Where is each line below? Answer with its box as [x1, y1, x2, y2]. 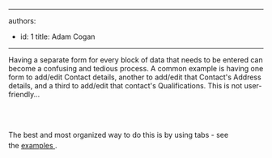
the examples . [8, 140, 58, 150]
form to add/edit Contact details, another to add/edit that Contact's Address [8, 72, 261, 82]
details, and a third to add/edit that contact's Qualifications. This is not [8, 81, 243, 90]
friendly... [8, 90, 40, 99]
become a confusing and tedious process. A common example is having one [8, 64, 264, 73]
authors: [8, 16, 36, 25]
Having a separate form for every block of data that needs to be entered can [8, 55, 263, 65]
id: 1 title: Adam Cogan [19, 32, 96, 41]
